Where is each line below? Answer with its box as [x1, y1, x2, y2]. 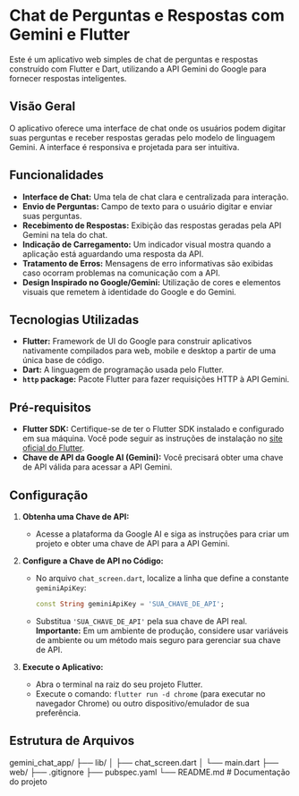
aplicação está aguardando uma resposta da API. [21, 248, 204, 259]
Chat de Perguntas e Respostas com [9, 5, 285, 26]
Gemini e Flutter [9, 24, 131, 45]
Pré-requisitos [9, 400, 92, 415]
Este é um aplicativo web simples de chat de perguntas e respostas [9, 54, 259, 64]
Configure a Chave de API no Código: [21, 555, 164, 566]
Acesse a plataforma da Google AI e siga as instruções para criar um [35, 529, 289, 539]
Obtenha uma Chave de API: [21, 512, 130, 521]
